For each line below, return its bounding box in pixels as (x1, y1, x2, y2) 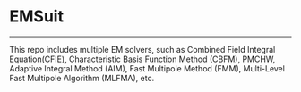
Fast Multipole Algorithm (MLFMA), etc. (9, 72, 155, 83)
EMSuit (9, 6, 64, 27)
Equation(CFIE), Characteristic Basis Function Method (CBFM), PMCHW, (9, 54, 276, 64)
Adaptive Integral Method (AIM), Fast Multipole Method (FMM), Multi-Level (9, 63, 285, 73)
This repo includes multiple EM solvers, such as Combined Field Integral (9, 44, 276, 54)
